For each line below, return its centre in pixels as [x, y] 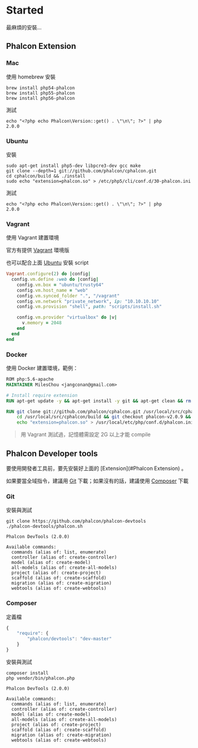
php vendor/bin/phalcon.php [41, 678]
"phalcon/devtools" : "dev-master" [70, 639]
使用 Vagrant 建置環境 [33, 238]
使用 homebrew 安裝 [31, 77]
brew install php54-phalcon [41, 88]
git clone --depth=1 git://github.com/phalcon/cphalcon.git [82, 171]
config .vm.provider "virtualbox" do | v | [67, 317]
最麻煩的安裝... [24, 27]
